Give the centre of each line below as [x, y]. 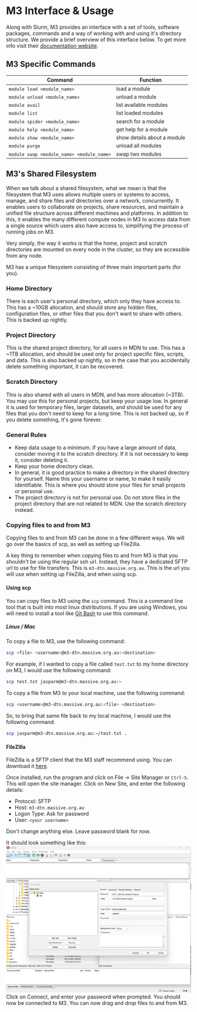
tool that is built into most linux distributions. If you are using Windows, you [97, 607]
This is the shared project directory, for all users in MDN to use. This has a [96, 348]
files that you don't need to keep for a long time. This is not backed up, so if [97, 413]
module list [23, 114]
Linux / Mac [21, 627]
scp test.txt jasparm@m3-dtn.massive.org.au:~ [64, 682]
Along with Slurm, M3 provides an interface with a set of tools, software [93, 27]
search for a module [140, 121]
